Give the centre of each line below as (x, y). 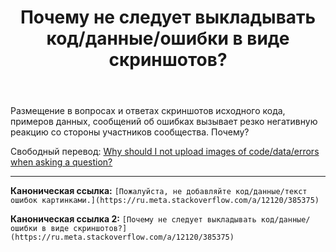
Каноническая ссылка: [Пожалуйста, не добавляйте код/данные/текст (159, 191)
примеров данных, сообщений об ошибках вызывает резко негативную (164, 122)
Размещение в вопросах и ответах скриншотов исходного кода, (148, 111)
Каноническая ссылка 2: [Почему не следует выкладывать (133, 219)
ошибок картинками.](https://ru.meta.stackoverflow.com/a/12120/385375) (165, 201)
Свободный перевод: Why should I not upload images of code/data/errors (165, 152)
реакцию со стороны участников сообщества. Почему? (130, 132)
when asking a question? (61, 162)
